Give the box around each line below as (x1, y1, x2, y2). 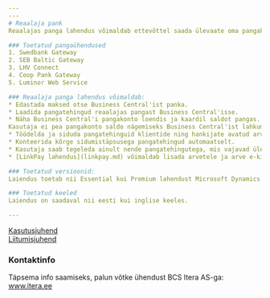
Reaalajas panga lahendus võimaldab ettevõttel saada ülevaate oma (8, 27, 239, 35)
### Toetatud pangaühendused (8, 41, 106, 49)
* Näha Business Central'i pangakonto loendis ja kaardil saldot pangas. (8, 116, 261, 124)
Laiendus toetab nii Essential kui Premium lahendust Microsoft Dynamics (8, 174, 261, 183)
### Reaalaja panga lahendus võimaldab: (8, 93, 146, 101)
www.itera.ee (8, 281, 52, 291)
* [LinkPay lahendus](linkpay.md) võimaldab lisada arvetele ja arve (8, 153, 247, 161)
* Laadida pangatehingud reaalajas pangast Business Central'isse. (8, 108, 239, 116)
